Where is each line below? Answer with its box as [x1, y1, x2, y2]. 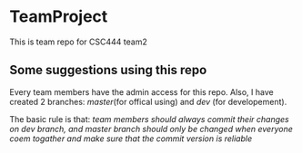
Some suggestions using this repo [9, 62, 207, 78]
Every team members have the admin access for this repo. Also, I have [9, 86, 275, 97]
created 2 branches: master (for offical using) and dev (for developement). [9, 96, 287, 107]
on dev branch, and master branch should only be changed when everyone [9, 123, 293, 134]
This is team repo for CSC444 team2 [9, 36, 147, 47]
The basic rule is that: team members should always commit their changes [9, 113, 289, 124]
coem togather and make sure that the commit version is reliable [9, 133, 253, 144]
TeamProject [9, 6, 108, 27]
